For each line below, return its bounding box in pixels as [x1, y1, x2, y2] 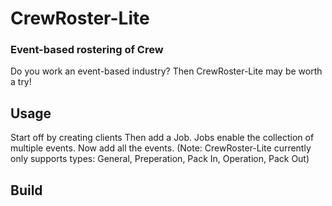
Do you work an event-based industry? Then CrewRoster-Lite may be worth [10, 65, 323, 77]
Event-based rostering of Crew [10, 43, 164, 57]
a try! [10, 76, 32, 88]
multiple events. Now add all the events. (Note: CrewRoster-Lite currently [10, 142, 312, 154]
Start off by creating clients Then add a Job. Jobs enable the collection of [10, 132, 315, 144]
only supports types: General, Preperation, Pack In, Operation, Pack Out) [10, 153, 310, 165]
